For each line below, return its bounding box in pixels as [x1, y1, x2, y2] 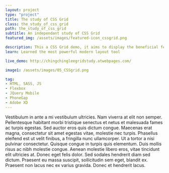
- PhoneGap [5, 95, 28, 100]
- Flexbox [5, 86, 26, 91]
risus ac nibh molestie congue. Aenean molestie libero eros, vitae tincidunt [5, 146, 160, 152]
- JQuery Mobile [5, 91, 39, 96]
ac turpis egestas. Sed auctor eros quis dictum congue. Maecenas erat [5, 125, 152, 131]
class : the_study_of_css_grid [5, 21, 69, 27]
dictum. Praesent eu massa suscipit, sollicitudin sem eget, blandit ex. [5, 157, 148, 163]
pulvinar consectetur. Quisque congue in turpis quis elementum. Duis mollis [5, 141, 162, 147]
